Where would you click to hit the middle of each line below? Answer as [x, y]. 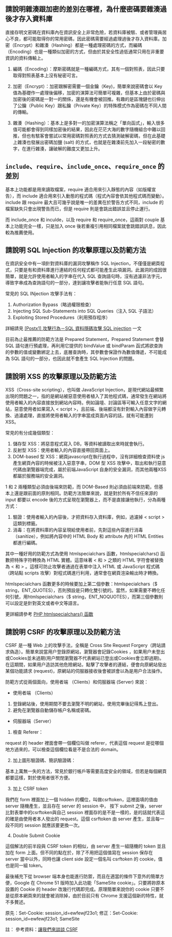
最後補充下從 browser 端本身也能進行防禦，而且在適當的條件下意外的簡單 [82, 876]
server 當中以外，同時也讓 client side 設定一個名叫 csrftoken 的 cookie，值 [84, 859]
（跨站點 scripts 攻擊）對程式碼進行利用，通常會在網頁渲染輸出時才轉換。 [83, 573]
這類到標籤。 [26, 524]
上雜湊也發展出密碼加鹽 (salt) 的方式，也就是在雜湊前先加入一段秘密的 [87, 142]
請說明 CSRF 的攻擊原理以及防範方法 [63, 632]
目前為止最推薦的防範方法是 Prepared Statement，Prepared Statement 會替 [85, 339]
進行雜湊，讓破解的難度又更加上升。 [64, 149]
